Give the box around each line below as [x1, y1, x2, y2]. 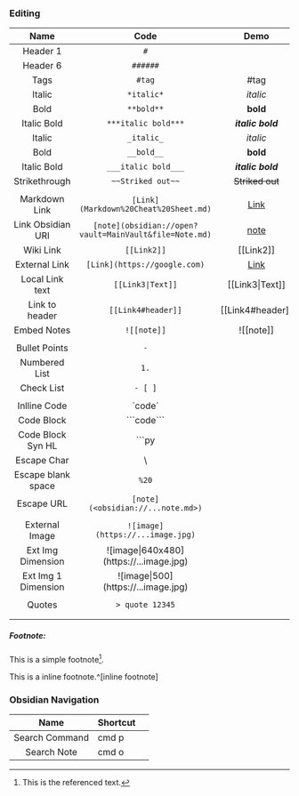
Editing [9, 7, 41, 20]
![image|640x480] [106, 544, 185, 557]
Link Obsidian [13, 219, 71, 231]
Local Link [20, 273, 64, 285]
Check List [20, 382, 65, 394]
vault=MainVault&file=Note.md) [79, 229, 212, 240]
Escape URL [16, 497, 69, 510]
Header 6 [21, 60, 62, 72]
